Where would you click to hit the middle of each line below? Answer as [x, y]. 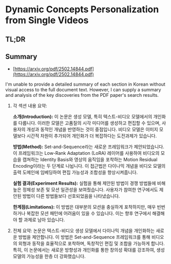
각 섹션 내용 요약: [30, 106]
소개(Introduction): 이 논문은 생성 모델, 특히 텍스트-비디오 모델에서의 [82, 117]
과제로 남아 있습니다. [44, 220]
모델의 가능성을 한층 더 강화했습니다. [49, 256]
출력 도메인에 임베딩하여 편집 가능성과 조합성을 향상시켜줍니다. [75, 172]
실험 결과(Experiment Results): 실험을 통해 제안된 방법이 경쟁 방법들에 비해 [89, 184]
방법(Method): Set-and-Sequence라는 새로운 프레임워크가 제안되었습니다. [88, 147]
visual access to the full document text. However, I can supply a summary [83, 90]
